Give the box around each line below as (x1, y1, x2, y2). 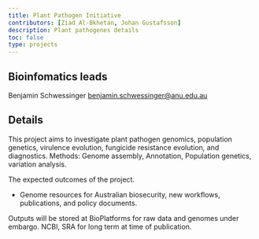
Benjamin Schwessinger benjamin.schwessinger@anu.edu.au (8, 90, 208, 100)
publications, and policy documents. (19, 198, 138, 208)
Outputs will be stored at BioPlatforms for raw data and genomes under (8, 213, 239, 222)
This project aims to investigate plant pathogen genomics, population (8, 134, 232, 144)
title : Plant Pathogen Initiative (8, 11, 122, 20)
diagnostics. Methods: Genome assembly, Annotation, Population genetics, (8, 151, 252, 160)
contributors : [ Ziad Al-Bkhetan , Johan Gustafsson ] (8, 19, 181, 27)
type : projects (8, 41, 58, 49)
